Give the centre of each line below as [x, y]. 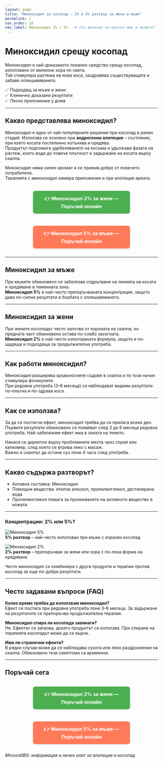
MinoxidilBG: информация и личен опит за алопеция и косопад [70, 755]
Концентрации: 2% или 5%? [40, 521]
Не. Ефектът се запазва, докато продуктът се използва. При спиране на [80, 628]
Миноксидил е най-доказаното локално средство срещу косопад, [74, 65]
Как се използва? [33, 411]
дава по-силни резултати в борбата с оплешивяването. [63, 297]
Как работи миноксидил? [46, 364]
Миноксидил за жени [39, 317]
